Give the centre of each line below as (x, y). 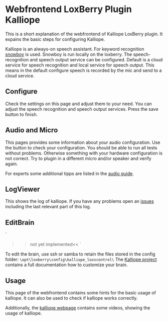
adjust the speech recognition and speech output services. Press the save (82, 109)
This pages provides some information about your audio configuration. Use (83, 142)
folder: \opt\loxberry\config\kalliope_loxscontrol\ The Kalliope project (81, 260)
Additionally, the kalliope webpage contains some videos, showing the (78, 308)
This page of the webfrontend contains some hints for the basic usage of (81, 293)
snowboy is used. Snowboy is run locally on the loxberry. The (69, 54)
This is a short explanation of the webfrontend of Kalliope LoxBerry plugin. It (84, 34)
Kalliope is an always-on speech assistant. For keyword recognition (75, 49)
